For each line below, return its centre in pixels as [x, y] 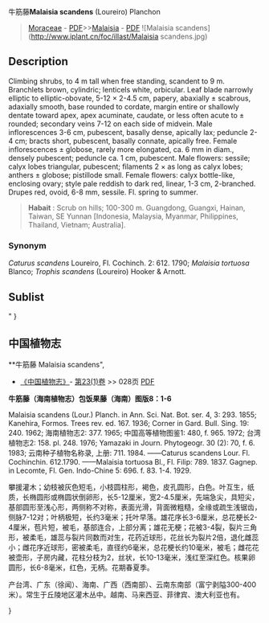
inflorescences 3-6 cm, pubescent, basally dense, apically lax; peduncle [128, 132]
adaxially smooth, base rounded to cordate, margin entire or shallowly [124, 106]
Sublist [26, 297]
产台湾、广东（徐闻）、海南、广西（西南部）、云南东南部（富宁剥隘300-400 [132, 584]
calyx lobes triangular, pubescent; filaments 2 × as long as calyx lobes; [126, 166]
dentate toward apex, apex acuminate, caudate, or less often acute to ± [126, 115]
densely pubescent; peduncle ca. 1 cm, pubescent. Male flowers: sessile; [129, 158]
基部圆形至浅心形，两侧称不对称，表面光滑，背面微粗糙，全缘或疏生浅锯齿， [135, 507]
